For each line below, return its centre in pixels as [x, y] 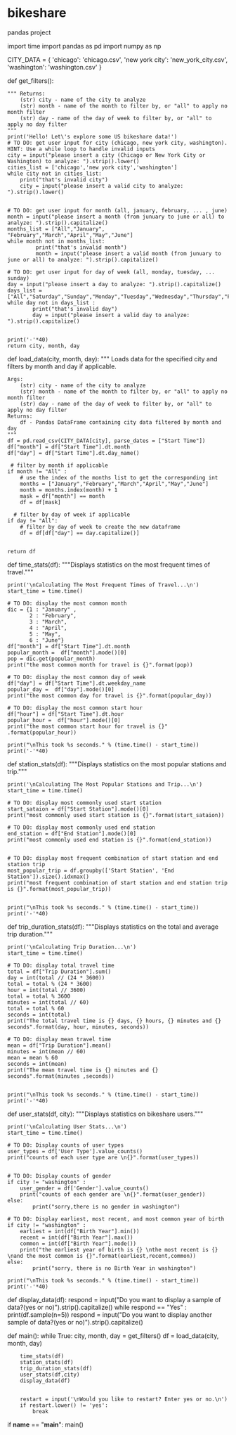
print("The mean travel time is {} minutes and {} [83, 1070]
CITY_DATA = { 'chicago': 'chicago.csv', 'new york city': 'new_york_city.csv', [118, 59]
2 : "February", [53, 616]
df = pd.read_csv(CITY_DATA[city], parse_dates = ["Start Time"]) [106, 441]
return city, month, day [44, 346]
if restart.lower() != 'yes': [64, 1405]
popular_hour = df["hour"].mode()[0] [64, 720]
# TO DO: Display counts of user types [66, 1145]
